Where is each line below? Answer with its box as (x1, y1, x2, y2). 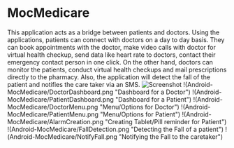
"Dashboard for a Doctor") (115, 88, 191, 96)
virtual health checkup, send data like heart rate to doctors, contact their (7, 51, 216, 59)
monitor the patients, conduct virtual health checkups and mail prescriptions (7, 65, 227, 74)
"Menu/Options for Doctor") (99, 102, 180, 111)
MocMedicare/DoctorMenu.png (7, 102, 98, 111)
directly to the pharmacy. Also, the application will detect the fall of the (7, 72, 211, 81)
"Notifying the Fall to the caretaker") (118, 132, 224, 141)
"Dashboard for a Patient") (115, 95, 192, 103)
